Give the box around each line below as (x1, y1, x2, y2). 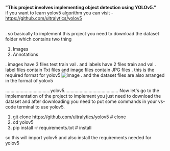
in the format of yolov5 (5, 78, 54, 83)
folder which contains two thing (5, 36, 72, 42)
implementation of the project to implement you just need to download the (5, 93, 161, 99)
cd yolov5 (12, 119, 34, 125)
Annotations (12, 51, 38, 57)
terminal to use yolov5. (17, 104, 65, 110)
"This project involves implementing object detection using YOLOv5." (5, 5, 157, 10)
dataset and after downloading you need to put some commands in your (5, 98, 157, 104)
